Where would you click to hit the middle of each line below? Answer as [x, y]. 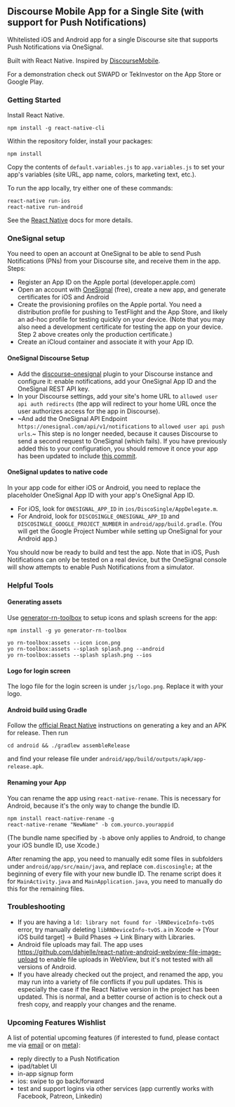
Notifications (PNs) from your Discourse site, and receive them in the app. [114, 261]
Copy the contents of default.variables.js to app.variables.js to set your [116, 167]
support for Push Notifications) [77, 23]
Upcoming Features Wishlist [57, 1022]
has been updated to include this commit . [78, 455]
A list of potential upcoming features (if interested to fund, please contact [113, 1038]
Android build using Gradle [47, 710]
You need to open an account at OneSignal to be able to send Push [104, 254]
